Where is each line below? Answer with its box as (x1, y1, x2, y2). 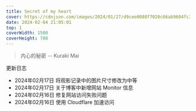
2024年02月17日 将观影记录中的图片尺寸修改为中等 (14, 77, 138, 84)
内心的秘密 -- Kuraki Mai (20, 52, 79, 59)
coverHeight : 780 (6, 35, 48, 41)
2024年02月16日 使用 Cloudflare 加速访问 (14, 99, 115, 105)
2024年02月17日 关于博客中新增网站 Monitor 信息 (14, 84, 134, 91)
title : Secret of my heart (6, 8, 72, 15)
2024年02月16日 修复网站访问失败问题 (14, 91, 107, 98)
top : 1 (6, 24, 22, 31)
